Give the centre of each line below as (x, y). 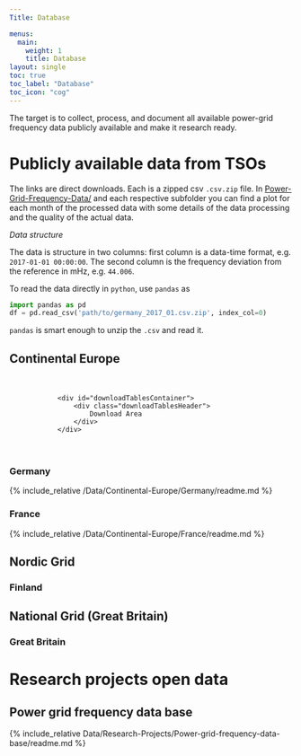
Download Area (115, 414)
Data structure (36, 234)
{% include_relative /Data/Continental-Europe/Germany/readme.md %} (141, 491)
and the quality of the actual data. (72, 217)
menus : (22, 34)
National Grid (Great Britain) (89, 616)
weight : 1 (44, 50)
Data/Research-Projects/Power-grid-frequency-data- (181, 734)
